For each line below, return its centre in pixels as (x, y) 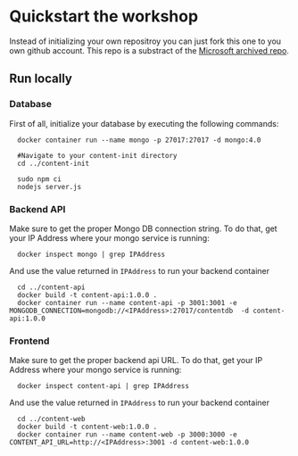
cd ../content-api (52, 287)
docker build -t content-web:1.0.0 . (87, 427)
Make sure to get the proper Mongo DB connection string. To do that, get (144, 228)
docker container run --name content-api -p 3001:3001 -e (128, 303)
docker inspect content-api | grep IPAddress (103, 386)
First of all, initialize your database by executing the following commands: (144, 123)
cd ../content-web (52, 419)
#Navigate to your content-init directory (97, 155)
